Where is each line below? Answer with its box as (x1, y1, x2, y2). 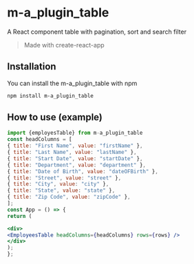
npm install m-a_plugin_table (7, 92, 94, 99)
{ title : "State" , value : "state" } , (7, 187, 116, 194)
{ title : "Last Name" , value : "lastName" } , (7, 149, 137, 156)
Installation (7, 60, 56, 73)
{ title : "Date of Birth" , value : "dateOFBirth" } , (7, 168, 158, 175)
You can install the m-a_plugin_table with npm (7, 79, 138, 87)
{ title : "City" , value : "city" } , (7, 181, 109, 188)
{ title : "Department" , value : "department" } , (7, 162, 147, 168)
